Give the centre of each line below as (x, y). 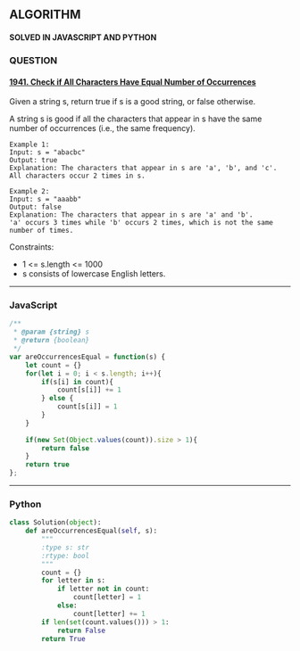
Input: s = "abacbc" (48, 152)
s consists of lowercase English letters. (94, 274)
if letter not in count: (103, 589)
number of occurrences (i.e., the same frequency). (103, 128)
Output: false (36, 207)
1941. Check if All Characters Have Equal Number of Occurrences (133, 82)
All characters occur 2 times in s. (77, 176)
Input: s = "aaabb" (46, 200)
